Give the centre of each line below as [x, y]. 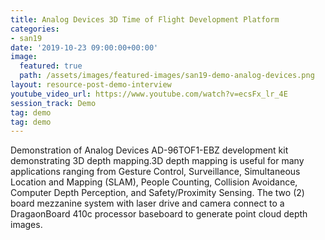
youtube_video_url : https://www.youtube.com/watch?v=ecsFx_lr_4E [149, 94]
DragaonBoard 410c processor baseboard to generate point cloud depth [159, 214]
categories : [35, 29]
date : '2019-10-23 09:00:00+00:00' [84, 47]
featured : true [51, 66]
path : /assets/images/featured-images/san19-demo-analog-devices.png [167, 76]
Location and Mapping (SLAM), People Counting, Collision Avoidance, [154, 182]
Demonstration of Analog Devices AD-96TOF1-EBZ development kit [149, 150]
